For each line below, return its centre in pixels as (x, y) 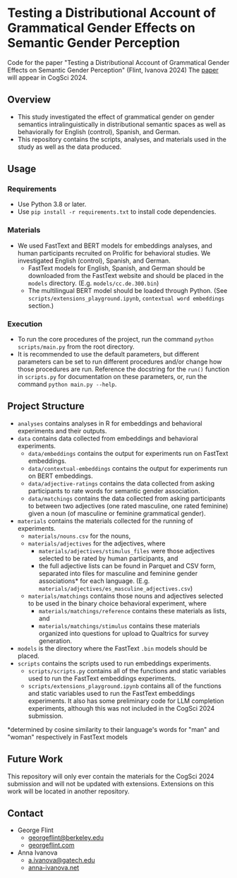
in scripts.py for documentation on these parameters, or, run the (112, 377)
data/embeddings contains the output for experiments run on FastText (128, 453)
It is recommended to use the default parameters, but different (108, 354)
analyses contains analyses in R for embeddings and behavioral (110, 423)
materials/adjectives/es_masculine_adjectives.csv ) (116, 588)
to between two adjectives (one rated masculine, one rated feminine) (128, 505)
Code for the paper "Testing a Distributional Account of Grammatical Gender (119, 62)
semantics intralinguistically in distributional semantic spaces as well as (121, 124)
